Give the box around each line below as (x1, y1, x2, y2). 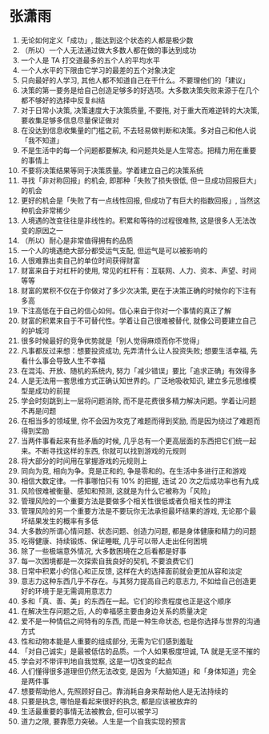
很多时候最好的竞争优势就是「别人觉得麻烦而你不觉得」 (20, 336, 203, 345)
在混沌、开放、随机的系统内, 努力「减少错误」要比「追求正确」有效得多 (20, 365, 257, 375)
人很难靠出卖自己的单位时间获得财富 (20, 256, 141, 265)
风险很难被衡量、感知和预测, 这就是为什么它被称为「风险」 (20, 486, 215, 495)
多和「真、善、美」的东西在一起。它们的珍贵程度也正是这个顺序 (20, 596, 231, 606)
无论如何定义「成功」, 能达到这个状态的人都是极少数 (20, 35, 194, 45)
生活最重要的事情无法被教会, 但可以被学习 (20, 706, 159, 716)
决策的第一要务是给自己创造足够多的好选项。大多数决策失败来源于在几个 (20, 85, 259, 95)
